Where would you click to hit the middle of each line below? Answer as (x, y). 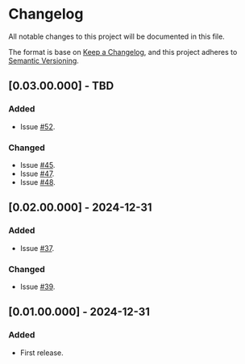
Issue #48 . (38, 182)
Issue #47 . (37, 174)
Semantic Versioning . (44, 61)
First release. (42, 353)
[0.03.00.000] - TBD (61, 86)
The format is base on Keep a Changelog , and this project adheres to (123, 52)
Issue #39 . (37, 287)
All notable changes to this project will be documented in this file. (117, 36)
